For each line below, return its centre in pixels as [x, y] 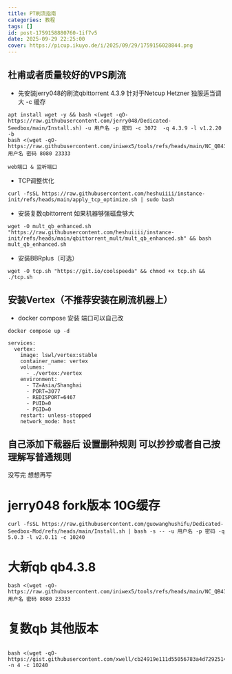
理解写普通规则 [40, 457]
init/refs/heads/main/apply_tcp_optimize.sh [73, 200]
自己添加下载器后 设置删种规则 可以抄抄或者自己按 [114, 444]
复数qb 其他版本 [53, 629]
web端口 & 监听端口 [33, 167]
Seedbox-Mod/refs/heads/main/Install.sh [67, 531]
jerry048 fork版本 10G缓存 [84, 505]
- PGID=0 [39, 409]
